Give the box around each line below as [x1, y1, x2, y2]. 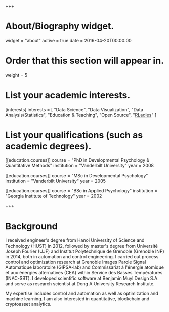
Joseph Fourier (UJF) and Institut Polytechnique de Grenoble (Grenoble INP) [5, 248, 164, 254]
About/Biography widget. [5, 21, 114, 32]
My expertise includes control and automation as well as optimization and [5, 290, 158, 296]
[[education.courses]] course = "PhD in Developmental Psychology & [5, 157, 150, 163]
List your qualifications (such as [5, 130, 143, 141]
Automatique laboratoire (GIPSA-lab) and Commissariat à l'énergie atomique [5, 264, 164, 270]
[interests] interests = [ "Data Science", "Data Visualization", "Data [5, 106, 143, 112]
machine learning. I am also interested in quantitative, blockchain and [5, 295, 150, 302]
